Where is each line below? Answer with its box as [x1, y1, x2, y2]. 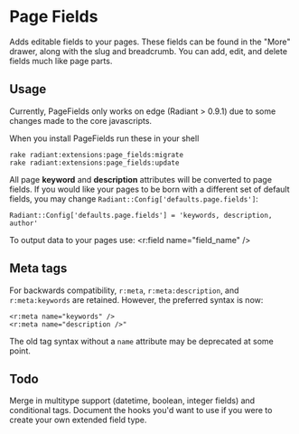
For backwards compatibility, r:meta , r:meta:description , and [9, 285, 239, 296]
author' [9, 219, 39, 228]
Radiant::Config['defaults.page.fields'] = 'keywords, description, [9, 211, 273, 220]
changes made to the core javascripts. [9, 115, 152, 126]
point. [9, 345, 32, 356]
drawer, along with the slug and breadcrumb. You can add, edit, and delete [9, 45, 287, 56]
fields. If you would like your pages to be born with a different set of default [9, 184, 290, 194]
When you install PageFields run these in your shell [9, 133, 200, 144]
